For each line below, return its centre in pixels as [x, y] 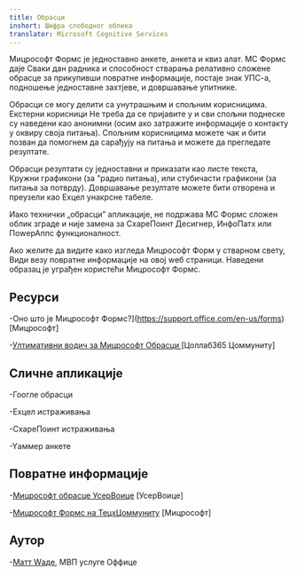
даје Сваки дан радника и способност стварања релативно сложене [140, 68]
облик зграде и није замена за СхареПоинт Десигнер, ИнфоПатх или [141, 224]
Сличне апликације [66, 373]
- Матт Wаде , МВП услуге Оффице [73, 562]
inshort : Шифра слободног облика [71, 26]
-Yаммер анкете [40, 446]
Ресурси [34, 297]
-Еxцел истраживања [50, 412]
